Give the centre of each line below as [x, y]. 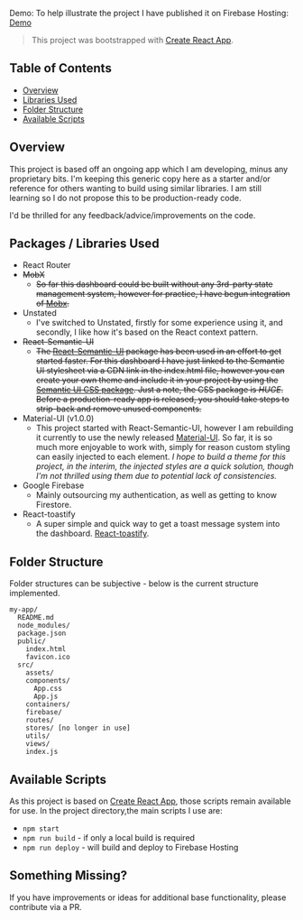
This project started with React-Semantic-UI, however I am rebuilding [165, 428]
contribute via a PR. [46, 906]
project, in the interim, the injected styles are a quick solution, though [165, 466]
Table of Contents [61, 68]
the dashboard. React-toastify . [92, 534]
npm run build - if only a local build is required [109, 838]
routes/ [40, 721]
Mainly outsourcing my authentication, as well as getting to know [156, 495]
